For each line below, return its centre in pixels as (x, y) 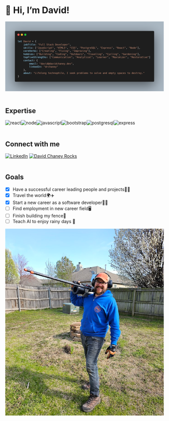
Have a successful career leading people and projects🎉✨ (71, 189)
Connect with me (33, 144)
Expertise (21, 111)
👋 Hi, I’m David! (37, 10)
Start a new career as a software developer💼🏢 (60, 202)
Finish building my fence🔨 (39, 216)
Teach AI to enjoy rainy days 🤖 (44, 222)
